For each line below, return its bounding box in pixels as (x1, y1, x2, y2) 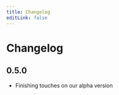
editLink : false (6, 15, 48, 21)
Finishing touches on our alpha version (15, 82, 113, 89)
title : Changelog (6, 9, 51, 15)
